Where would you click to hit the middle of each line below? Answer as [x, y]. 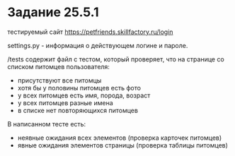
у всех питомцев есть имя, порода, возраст [84, 95]
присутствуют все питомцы [59, 80]
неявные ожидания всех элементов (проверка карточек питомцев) [120, 138]
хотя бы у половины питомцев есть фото [79, 88]
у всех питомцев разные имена [65, 102]
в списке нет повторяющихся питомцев [78, 110]
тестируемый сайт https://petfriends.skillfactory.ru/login [90, 32]
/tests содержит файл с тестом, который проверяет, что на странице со [116, 59]
